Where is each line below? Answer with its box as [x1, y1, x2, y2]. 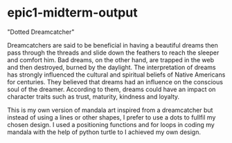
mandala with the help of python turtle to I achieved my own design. [7, 128, 201, 136]
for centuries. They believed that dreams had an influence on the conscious [7, 77, 224, 86]
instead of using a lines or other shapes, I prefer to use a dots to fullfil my [7, 113, 216, 122]
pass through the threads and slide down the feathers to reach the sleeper [7, 48, 220, 57]
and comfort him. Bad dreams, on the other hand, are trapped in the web [7, 55, 215, 64]
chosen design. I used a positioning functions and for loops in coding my [7, 120, 215, 128]
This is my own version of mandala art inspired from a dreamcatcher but [7, 106, 213, 114]
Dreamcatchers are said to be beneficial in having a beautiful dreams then [7, 41, 218, 49]
